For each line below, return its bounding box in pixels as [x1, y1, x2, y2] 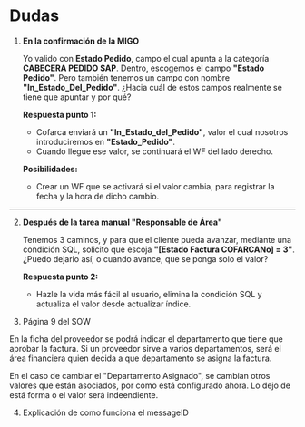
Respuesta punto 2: [22, 271, 99, 282]
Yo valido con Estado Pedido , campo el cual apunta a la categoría [22, 53, 270, 63]
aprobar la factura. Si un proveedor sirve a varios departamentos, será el [9, 343, 281, 354]
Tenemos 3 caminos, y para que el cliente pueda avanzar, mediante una [22, 234, 292, 245]
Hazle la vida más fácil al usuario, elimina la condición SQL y [35, 288, 262, 299]
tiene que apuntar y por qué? [22, 92, 132, 102]
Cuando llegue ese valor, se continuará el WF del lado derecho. [35, 146, 274, 157]
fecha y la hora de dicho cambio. [35, 190, 160, 201]
